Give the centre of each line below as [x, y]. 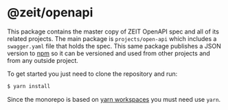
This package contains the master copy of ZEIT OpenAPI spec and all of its [113, 31]
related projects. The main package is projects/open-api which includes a [112, 38]
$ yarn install [29, 86]
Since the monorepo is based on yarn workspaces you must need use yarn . [114, 99]
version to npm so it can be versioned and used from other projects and [109, 53]
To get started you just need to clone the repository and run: [92, 74]
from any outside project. [43, 60]
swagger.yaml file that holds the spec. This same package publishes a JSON [114, 46]
